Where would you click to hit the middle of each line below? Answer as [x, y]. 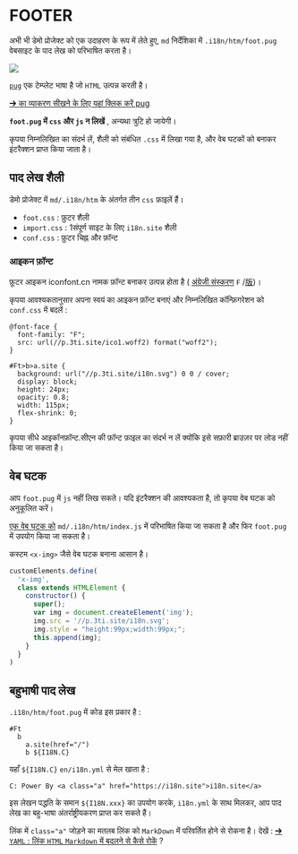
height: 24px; [43, 390]
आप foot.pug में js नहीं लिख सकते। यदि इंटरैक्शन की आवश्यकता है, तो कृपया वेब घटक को [142, 497]
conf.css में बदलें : [38, 310]
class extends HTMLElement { [72, 588]
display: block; [47, 382]
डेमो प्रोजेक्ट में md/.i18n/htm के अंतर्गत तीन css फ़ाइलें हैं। [97, 199]
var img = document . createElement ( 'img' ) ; [113, 613]
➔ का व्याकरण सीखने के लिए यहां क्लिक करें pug [80, 103]
